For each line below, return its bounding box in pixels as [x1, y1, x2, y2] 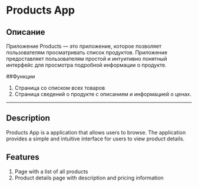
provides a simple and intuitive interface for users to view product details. [6, 135, 184, 142]
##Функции [6, 73, 35, 80]
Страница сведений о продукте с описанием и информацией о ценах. [14, 91, 192, 97]
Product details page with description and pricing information [14, 174, 164, 181]
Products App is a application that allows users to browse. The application [6, 129, 186, 136]
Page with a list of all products [14, 168, 88, 175]
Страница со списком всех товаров [14, 84, 105, 91]
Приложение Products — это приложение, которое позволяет [6, 42, 162, 50]
